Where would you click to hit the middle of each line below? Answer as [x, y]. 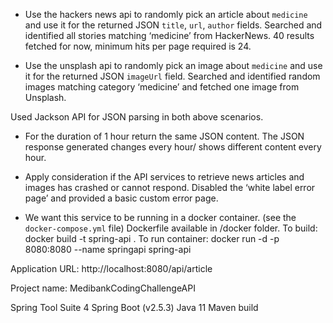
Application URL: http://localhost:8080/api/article [111, 268]
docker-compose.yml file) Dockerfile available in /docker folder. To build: [171, 228]
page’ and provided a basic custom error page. [121, 198]
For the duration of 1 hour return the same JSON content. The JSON [164, 136]
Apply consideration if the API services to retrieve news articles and [164, 177]
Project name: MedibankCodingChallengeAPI [103, 288]
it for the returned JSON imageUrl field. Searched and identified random [172, 76]
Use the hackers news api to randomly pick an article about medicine [166, 14]
